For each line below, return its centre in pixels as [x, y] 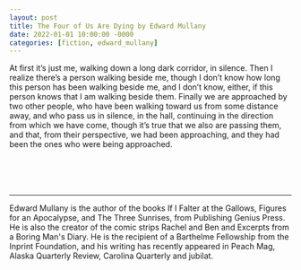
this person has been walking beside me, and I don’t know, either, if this [141, 87]
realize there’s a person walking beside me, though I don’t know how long [145, 78]
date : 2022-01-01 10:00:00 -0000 [72, 34]
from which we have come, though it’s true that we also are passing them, [146, 126]
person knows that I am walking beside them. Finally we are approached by [149, 97]
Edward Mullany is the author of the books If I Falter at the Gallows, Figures [148, 208]
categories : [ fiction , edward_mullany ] [84, 43]
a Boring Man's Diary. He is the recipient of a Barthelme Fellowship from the [149, 237]
